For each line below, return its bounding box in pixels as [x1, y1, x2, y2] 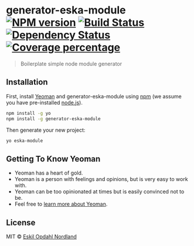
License [6, 217, 36, 227]
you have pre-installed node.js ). [6, 99, 83, 106]
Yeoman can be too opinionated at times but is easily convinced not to [14, 188, 185, 195]
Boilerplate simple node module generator [20, 60, 122, 67]
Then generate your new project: [6, 127, 86, 134]
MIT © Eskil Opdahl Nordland [6, 233, 77, 240]
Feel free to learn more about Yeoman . [14, 200, 108, 208]
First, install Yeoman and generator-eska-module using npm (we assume [6, 93, 182, 100]
